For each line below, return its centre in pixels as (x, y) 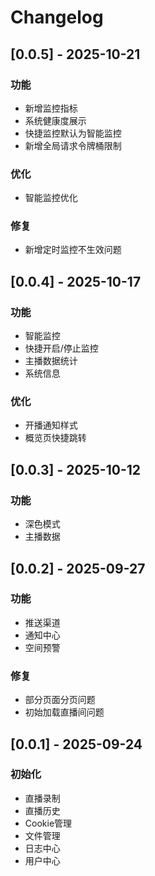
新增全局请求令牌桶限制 (73, 145)
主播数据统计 (51, 361)
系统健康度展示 (55, 120)
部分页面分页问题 (60, 700)
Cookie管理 (48, 823)
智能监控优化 (51, 198)
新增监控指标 (51, 108)
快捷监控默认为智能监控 (73, 133)
